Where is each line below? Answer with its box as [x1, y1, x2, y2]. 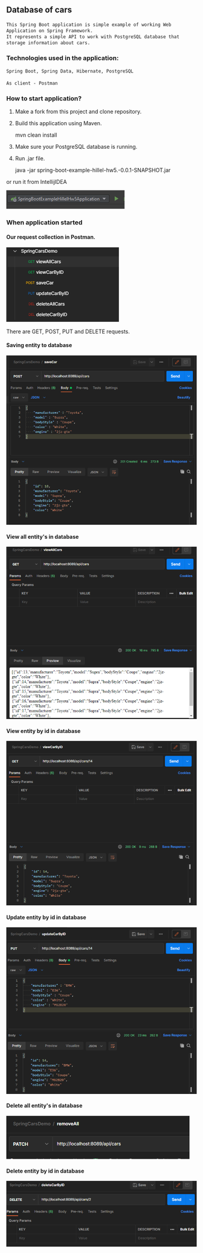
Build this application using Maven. [14, 120, 102, 127]
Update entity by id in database [6, 913, 86, 921]
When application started [6, 218, 83, 227]
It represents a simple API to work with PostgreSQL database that [6, 33, 180, 40]
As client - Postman [6, 80, 59, 86]
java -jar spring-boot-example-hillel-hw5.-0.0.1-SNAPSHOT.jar [14, 166, 171, 174]
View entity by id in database [6, 727, 81, 734]
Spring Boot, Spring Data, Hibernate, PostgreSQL [6, 68, 134, 74]
